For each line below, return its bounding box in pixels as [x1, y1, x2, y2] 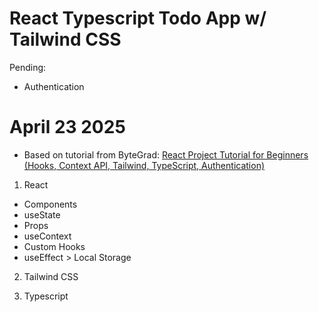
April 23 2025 [9, 116, 126, 139]
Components [23, 198, 78, 210]
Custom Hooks [23, 240, 86, 252]
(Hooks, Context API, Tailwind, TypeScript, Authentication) [23, 159, 266, 171]
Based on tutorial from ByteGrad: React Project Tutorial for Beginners [23, 148, 309, 161]
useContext [23, 230, 72, 242]
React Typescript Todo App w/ [9, 7, 267, 30]
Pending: [9, 61, 47, 73]
